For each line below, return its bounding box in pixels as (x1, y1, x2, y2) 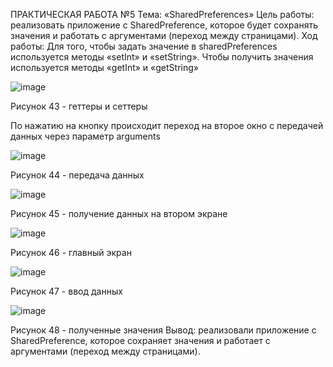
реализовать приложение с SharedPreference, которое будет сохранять (10, 19, 318, 31)
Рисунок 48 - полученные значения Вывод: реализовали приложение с (10, 324, 317, 336)
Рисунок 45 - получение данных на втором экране (10, 208, 228, 219)
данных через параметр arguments (10, 130, 161, 142)
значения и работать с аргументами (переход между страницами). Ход (10, 30, 318, 41)
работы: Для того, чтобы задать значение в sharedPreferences (10, 40, 278, 52)
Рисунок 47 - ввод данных (10, 285, 123, 297)
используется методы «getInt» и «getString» (10, 62, 199, 73)
